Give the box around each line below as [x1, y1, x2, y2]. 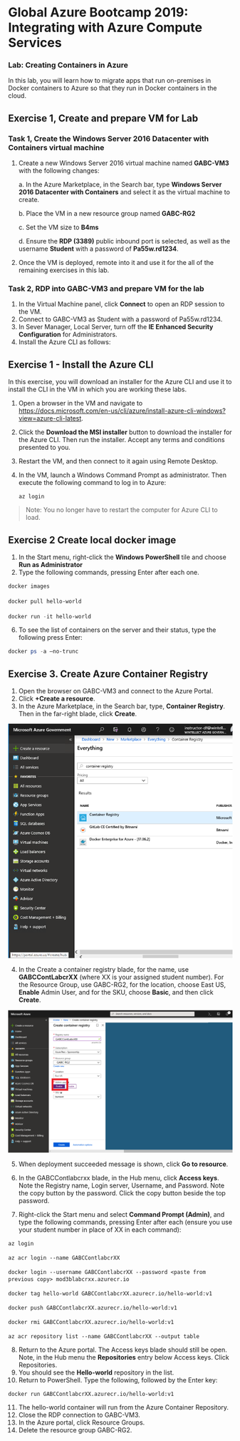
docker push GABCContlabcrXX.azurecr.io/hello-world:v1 [8, 1304, 177, 1311]
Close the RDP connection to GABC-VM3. [18, 1410, 141, 1419]
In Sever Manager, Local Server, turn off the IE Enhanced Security [18, 323, 214, 331]
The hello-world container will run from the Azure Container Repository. [18, 1402, 229, 1411]
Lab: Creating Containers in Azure [8, 60, 129, 70]
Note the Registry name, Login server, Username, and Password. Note [18, 1181, 225, 1190]
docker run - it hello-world [8, 613, 92, 620]
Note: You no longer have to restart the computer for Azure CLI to [25, 506, 218, 514]
